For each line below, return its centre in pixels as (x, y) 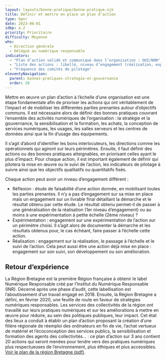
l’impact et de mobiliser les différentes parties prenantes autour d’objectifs (81, 108)
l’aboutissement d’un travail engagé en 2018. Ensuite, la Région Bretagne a (81, 294)
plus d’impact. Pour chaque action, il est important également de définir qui (82, 159)
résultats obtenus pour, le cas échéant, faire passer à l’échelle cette (81, 230)
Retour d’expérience (37, 267)
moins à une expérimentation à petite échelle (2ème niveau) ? (75, 215)
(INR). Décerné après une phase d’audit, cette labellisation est (68, 289)
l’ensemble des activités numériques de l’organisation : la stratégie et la (78, 118)
